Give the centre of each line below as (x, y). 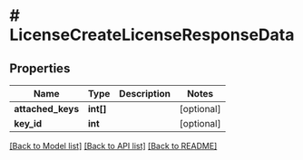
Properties (40, 68)
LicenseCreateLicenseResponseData (152, 35)
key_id (28, 123)
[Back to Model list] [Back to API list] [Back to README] (113, 146)
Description (145, 94)
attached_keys (47, 109)
